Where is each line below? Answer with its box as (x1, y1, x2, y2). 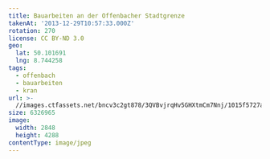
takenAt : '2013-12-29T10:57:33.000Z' (8, 19, 135, 27)
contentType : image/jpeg (8, 138, 92, 147)
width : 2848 (15, 124, 56, 132)
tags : (8, 64, 27, 72)
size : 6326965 (8, 109, 56, 117)
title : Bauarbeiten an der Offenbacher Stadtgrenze (8, 11, 185, 20)
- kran (15, 86, 38, 95)
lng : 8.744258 (15, 57, 63, 65)
